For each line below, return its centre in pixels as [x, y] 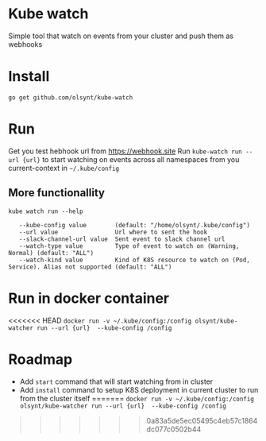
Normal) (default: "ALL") [51, 253]
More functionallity [57, 193]
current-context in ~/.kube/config [64, 168]
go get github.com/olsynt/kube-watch [71, 97]
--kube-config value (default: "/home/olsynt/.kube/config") [134, 225]
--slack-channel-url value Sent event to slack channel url [122, 239]
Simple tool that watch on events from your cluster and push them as [121, 36]
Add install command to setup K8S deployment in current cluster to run [139, 389]
